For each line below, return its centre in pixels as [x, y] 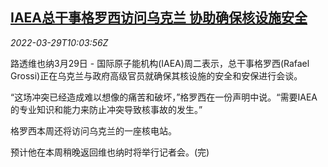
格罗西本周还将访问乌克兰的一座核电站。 [93, 130]
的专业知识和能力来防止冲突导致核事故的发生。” [106, 109]
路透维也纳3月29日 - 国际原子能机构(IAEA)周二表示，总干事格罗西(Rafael [160, 63]
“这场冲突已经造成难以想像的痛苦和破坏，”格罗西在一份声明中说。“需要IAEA [164, 97]
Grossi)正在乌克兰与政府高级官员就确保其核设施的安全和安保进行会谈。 [156, 75]
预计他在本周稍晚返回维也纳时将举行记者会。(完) [110, 152]
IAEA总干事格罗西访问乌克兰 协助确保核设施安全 [159, 18]
